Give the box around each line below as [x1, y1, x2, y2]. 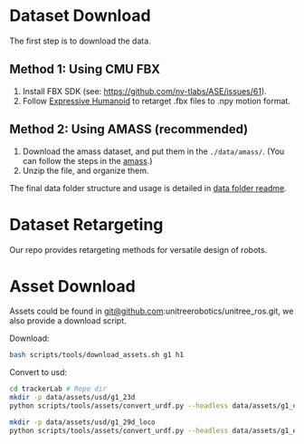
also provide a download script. [9, 315, 127, 326]
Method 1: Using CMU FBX [9, 62, 161, 77]
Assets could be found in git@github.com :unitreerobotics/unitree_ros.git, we [9, 305, 294, 317]
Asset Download [9, 275, 136, 296]
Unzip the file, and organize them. [22, 165, 149, 176]
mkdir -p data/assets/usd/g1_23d [9, 393, 136, 402]
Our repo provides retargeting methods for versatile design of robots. [9, 244, 268, 255]
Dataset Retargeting [9, 214, 164, 235]
